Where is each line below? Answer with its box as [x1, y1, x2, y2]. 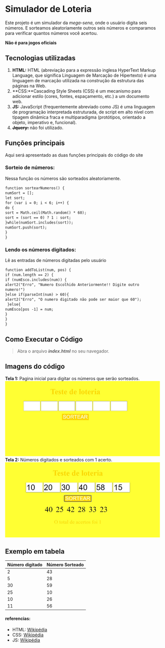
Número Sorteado [46, 561, 84, 567]
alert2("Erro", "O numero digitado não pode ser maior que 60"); [5, 297, 141, 302]
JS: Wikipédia [12, 637, 40, 643]
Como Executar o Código [5, 335, 83, 343]
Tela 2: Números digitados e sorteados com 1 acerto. [5, 456, 112, 462]
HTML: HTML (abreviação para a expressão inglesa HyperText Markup [12, 67, 156, 73]
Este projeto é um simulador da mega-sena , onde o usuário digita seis [5, 20, 147, 26]
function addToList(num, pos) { [5, 267, 71, 273]
